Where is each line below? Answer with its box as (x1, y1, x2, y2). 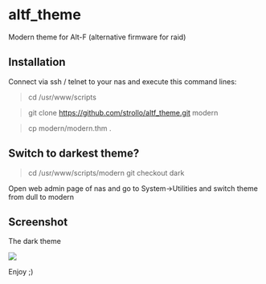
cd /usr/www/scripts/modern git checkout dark (27, 168, 185, 177)
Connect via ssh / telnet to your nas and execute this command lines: (8, 76, 237, 86)
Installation (8, 55, 66, 69)
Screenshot (8, 215, 68, 229)
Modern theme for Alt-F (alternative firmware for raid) (8, 32, 186, 42)
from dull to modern (8, 192, 75, 201)
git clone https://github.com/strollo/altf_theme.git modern (27, 108, 219, 117)
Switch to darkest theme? (8, 147, 140, 160)
